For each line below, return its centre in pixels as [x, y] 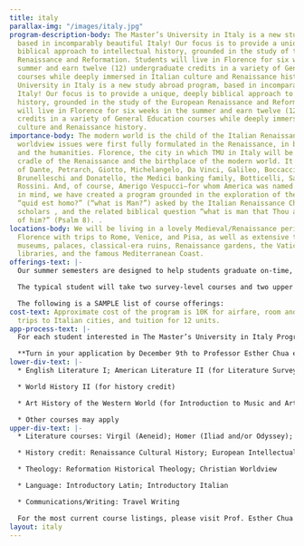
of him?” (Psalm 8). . [60, 220]
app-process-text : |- [50, 329]
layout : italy [36, 527]
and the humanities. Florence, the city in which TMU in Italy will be [156, 152]
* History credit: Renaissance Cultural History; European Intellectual [157, 453]
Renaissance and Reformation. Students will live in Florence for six [153, 60]
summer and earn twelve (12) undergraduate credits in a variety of [149, 69]
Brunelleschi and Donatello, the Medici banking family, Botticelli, [151, 178]
